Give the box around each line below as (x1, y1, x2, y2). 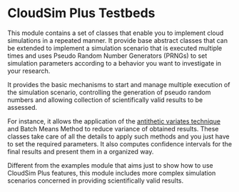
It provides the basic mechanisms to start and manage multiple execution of (7, 80, 230, 89)
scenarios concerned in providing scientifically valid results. (7, 176, 184, 185)
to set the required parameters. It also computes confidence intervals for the (7, 139, 233, 148)
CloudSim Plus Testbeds (7, 5, 156, 21)
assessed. (7, 103, 38, 111)
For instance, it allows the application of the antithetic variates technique (7, 116, 221, 126)
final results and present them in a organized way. (7, 147, 154, 156)
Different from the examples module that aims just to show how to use (7, 161, 213, 169)
